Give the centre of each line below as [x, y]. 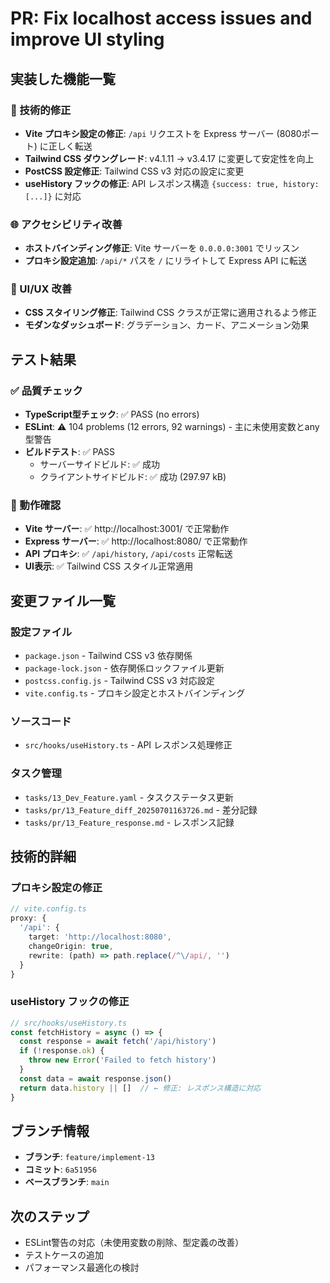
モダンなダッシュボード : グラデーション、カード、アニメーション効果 [167, 325]
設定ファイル [41, 632]
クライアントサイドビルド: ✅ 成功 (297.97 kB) [133, 477]
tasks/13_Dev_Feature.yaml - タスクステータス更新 [129, 797]
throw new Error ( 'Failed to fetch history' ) [122, 1060]
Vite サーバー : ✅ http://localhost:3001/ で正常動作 [127, 529]
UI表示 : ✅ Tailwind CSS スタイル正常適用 [109, 566]
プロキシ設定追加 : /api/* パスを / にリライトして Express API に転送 [166, 261]
